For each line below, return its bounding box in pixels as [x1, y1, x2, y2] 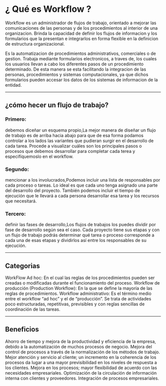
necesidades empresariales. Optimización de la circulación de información [5, 370, 157, 376]
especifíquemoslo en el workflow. [5, 153, 74, 159]
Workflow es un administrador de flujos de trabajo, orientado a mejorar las [5, 20, 157, 26]
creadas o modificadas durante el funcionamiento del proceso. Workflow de [5, 280, 160, 286]
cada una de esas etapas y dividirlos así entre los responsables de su [5, 238, 147, 243]
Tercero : [5, 210, 26, 217]
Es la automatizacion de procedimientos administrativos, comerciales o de [5, 50, 156, 56]
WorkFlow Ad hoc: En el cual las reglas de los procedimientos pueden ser [5, 275, 155, 281]
